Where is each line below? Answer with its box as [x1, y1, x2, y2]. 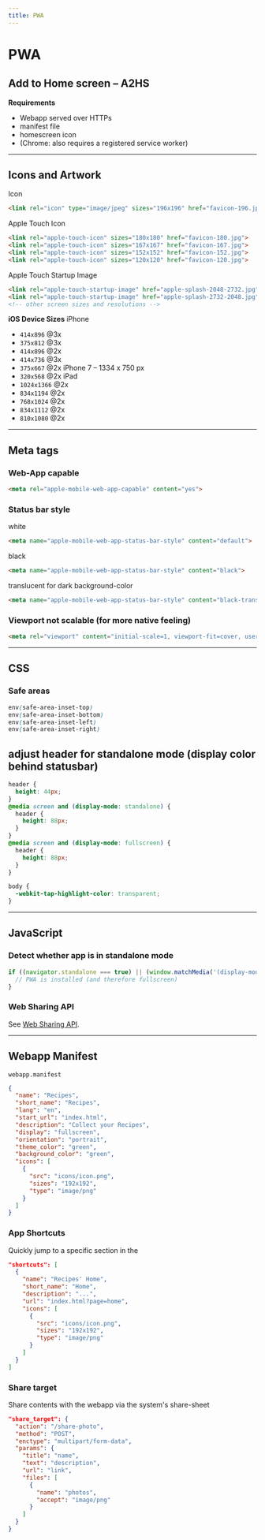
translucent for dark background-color [8, 581, 133, 591]
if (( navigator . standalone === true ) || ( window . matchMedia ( [8, 968, 214, 976]
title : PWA [8, 11, 44, 20]
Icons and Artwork [8, 169, 102, 182]
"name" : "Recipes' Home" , [22, 1275, 108, 1284]
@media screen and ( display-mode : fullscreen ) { [8, 839, 171, 848]
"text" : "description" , [22, 1460, 101, 1467]
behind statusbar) [8, 759, 99, 773]
